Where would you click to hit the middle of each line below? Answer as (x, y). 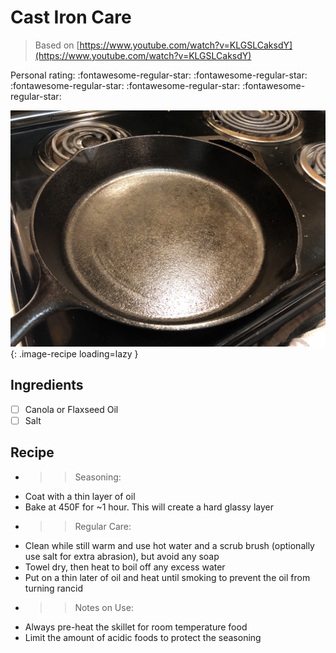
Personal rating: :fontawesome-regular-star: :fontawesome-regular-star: (159, 75)
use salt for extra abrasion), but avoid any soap (122, 556)
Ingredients (47, 385)
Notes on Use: (104, 607)
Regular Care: (103, 526)
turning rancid (53, 588)
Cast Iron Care (71, 17)
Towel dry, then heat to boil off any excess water (125, 567)
